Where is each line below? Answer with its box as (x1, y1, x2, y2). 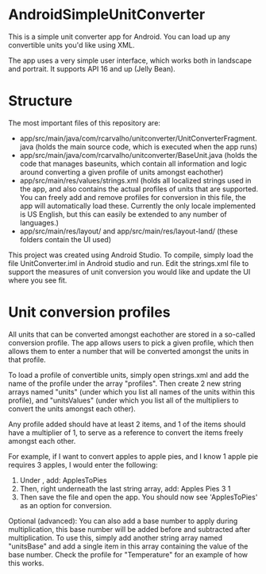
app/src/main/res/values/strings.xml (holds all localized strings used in (19, 175, 252, 185)
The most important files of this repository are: (8, 117, 161, 128)
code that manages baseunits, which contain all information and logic (19, 159, 248, 168)
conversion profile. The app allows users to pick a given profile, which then (8, 337, 254, 347)
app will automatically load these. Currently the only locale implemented (19, 201, 256, 210)
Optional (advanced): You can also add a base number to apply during (8, 516, 238, 526)
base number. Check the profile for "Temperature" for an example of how (8, 549, 249, 559)
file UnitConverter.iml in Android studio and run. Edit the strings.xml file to (8, 258, 249, 268)
